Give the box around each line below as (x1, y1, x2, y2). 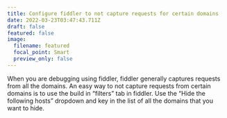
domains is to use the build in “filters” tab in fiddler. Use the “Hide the (7, 89, 206, 97)
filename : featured (13, 42, 70, 49)
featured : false (7, 29, 54, 37)
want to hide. (7, 103, 45, 112)
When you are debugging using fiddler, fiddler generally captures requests (7, 74, 221, 83)
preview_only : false (13, 56, 73, 62)
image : (7, 36, 26, 43)
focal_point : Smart (13, 49, 70, 56)
